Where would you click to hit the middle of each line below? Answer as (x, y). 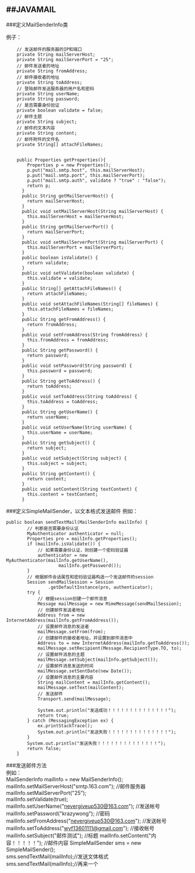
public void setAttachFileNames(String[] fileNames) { (90, 304)
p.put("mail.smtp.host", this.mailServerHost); (86, 170)
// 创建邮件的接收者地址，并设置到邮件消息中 (85, 638)
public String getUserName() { (60, 412)
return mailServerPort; (56, 232)
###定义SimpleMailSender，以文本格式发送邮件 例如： (72, 511)
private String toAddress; (49, 82)
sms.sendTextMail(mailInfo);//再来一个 (52, 864)
